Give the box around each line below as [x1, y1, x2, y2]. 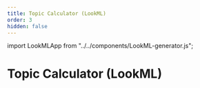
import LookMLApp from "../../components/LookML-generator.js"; [7, 42, 194, 50]
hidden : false [7, 23, 48, 30]
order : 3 [7, 16, 32, 23]
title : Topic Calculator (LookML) [7, 10, 107, 17]
